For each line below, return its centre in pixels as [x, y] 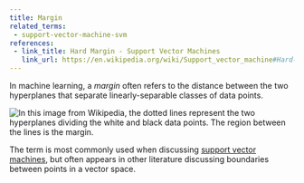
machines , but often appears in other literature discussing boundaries [139, 159]
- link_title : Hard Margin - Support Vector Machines [117, 52]
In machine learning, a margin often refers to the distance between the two [149, 86]
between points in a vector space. [73, 169]
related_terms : [38, 26]
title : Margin [36, 18]
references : [32, 43]
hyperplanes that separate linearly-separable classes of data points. [137, 95]
